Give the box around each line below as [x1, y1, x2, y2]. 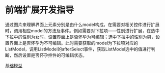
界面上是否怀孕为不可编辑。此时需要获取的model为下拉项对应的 [9, 40, 138, 46]
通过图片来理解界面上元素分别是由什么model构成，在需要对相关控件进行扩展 [5, 22, 160, 27]
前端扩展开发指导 [5, 4, 75, 16]
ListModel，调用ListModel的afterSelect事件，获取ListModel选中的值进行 [5, 46, 151, 52]
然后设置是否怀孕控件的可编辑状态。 [13, 52, 87, 58]
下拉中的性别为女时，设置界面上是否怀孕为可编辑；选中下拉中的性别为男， [5, 34, 156, 40]
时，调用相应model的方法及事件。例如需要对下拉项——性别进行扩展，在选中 [5, 27, 160, 33]
